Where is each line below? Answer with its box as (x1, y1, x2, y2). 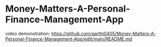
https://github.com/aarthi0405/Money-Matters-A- (51, 30, 156, 36)
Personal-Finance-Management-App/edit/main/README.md (5, 36, 132, 42)
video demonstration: (5, 30, 50, 36)
